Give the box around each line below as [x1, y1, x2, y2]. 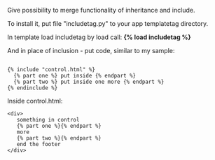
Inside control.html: [7, 97, 63, 105]
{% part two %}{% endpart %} [16, 135, 102, 142]
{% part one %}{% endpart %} [16, 122, 102, 129]
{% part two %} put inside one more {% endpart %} [13, 78, 165, 85]
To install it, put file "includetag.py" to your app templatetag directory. [7, 20, 209, 27]
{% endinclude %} [7, 85, 58, 92]
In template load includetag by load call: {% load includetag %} [7, 33, 191, 41]
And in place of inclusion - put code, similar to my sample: [7, 47, 175, 54]
